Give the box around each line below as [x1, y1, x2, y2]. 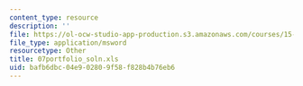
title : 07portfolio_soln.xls [9, 55, 119, 64]
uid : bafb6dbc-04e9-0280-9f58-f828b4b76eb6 [9, 64, 176, 73]
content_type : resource [9, 13, 99, 22]
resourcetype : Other [9, 47, 87, 56]
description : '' [9, 21, 70, 30]
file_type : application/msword [9, 38, 127, 47]
